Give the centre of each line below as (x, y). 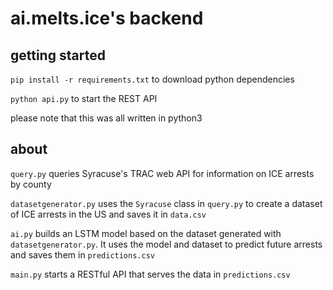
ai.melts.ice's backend (107, 18)
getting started (58, 55)
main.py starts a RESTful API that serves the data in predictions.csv (150, 274)
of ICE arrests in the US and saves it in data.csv (108, 214)
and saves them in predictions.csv (82, 254)
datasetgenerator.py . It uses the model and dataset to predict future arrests (166, 244)
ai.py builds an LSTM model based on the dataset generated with (146, 233)
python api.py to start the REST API (84, 98)
